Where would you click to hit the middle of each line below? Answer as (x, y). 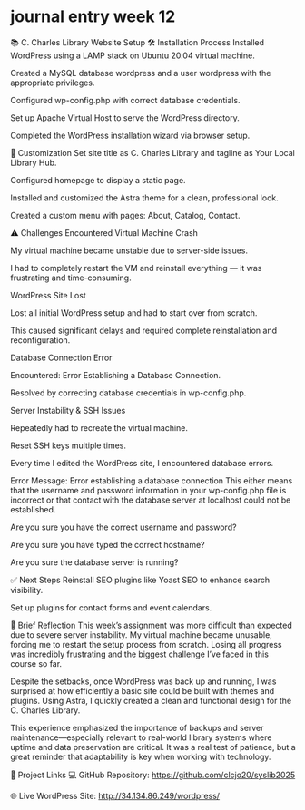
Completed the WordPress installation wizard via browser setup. (130, 135)
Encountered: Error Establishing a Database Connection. (116, 375)
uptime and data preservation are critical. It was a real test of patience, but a (153, 747)
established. (33, 509)
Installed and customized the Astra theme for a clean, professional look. (145, 198)
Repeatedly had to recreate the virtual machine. (99, 427)
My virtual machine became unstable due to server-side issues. (129, 250)
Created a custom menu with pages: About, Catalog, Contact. (125, 215)
